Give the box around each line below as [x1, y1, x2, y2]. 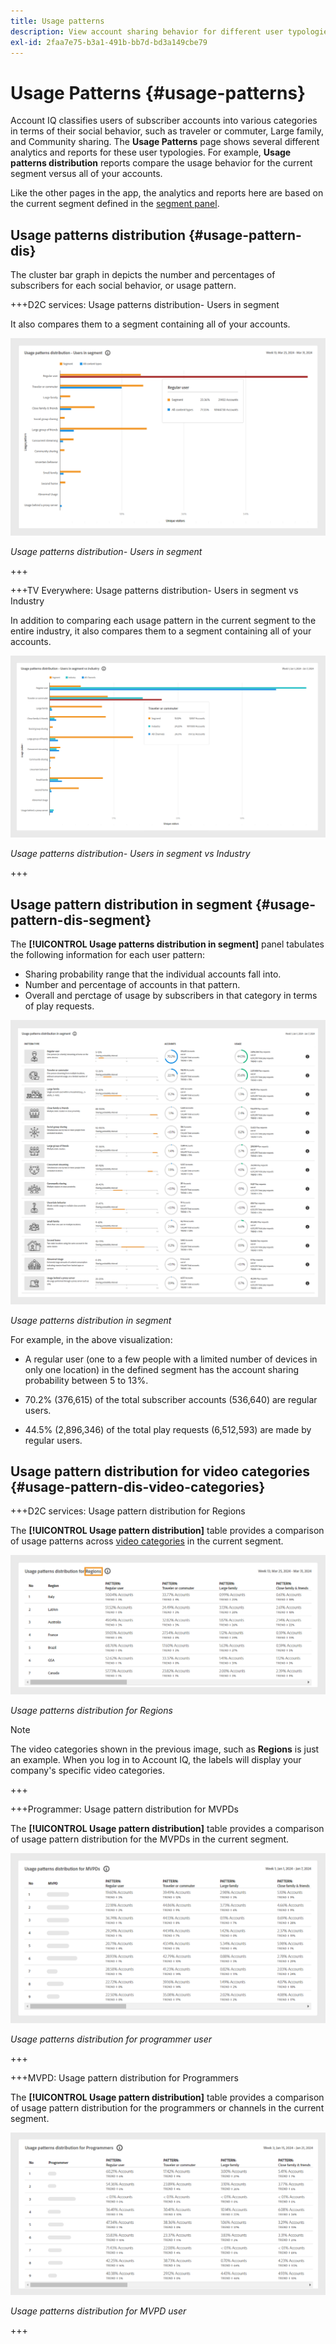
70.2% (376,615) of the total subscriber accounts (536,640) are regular [24, 1393, 318, 1405]
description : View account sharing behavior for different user [10, 26, 284, 37]
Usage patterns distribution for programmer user [10, 2033, 213, 2045]
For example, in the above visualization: [10, 1333, 173, 1345]
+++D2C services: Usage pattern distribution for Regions [10, 1505, 246, 1517]
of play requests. [24, 1000, 95, 1012]
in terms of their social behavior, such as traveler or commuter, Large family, [10, 125, 325, 137]
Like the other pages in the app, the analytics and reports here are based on [10, 187, 324, 199]
